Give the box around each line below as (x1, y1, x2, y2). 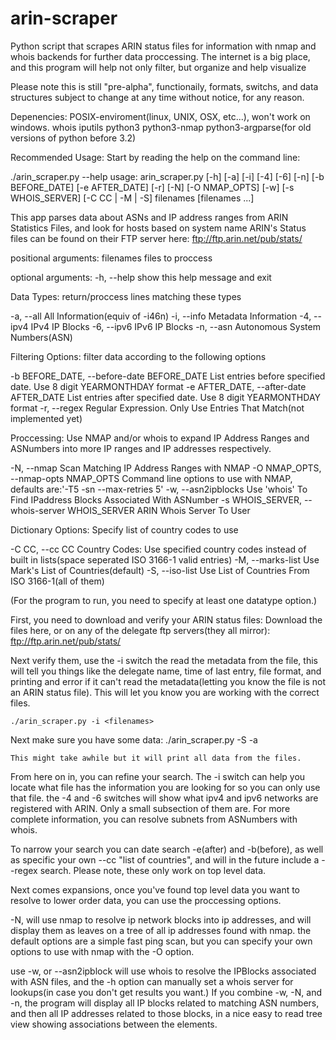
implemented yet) (10, 412, 83, 424)
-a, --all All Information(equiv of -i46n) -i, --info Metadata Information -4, (10, 310, 312, 322)
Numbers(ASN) (10, 331, 73, 343)
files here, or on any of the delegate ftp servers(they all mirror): (10, 624, 271, 636)
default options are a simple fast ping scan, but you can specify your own (10, 935, 313, 947)
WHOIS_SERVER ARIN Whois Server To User (67, 504, 251, 516)
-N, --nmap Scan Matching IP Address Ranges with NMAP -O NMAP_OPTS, (10, 462, 322, 474)
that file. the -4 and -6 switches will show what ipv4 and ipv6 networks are (10, 792, 319, 804)
